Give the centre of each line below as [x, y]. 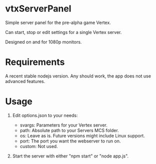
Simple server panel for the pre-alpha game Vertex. [58, 22]
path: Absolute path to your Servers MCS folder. [69, 130]
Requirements [35, 62]
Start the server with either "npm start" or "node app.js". [70, 156]
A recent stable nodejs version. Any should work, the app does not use [78, 76]
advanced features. [25, 81]
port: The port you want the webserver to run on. [70, 141]
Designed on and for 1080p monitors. [43, 42]
